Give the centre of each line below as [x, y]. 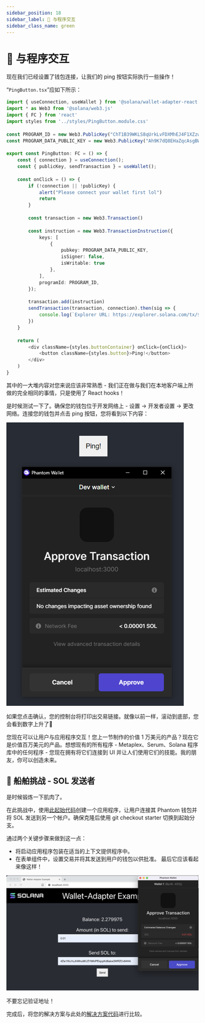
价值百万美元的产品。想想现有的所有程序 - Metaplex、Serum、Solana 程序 [105, 744]
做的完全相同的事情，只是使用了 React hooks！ [66, 393]
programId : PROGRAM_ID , [69, 282]
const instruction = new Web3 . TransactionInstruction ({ [101, 231]
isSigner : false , [83, 257]
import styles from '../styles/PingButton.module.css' [77, 121]
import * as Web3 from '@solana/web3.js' [60, 109]
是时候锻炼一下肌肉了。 [36, 797]
